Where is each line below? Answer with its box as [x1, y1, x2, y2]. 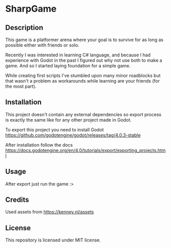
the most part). [5, 83, 37, 89]
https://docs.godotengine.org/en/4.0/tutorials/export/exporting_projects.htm [5, 147, 166, 153]
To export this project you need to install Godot [5, 126, 104, 132]
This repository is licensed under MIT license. [5, 237, 101, 243]
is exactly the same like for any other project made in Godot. [5, 117, 132, 123]
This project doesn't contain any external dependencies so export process [5, 111, 162, 117]
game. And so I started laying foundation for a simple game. [5, 63, 131, 68]
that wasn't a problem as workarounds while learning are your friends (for [5, 78, 160, 84]
